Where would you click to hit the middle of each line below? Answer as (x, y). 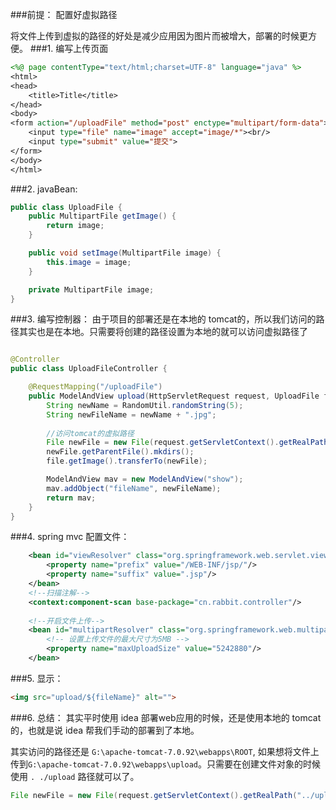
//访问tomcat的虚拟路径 (90, 433)
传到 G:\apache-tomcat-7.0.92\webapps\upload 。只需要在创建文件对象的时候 (166, 764)
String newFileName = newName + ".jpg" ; (131, 414)
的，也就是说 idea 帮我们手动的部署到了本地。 (105, 730)
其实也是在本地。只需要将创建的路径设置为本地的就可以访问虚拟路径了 (163, 332)
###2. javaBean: (44, 189)
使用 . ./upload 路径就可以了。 (75, 776)
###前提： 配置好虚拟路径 (64, 14)
